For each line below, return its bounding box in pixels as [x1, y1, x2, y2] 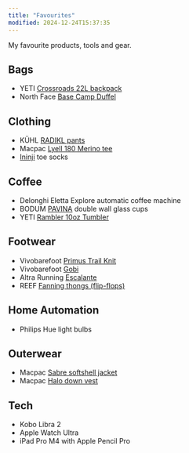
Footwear [8, 235, 56, 248]
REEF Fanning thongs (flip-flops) [19, 281, 125, 290]
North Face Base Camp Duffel [19, 92, 116, 102]
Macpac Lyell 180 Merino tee [19, 144, 113, 154]
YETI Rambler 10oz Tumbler [19, 212, 110, 222]
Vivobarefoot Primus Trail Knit [19, 255, 117, 265]
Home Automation [8, 303, 100, 317]
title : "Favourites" [8, 11, 76, 20]
